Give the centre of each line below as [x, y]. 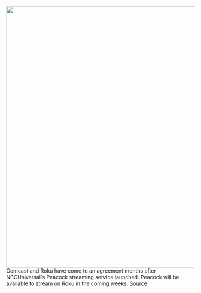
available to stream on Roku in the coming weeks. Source [77, 283]
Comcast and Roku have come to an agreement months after [81, 271]
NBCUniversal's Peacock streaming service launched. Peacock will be [93, 277]
